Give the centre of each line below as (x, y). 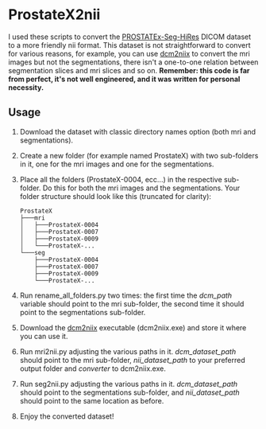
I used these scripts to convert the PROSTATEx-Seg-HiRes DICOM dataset (130, 37)
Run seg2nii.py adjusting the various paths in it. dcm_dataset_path (129, 384)
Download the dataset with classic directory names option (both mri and (138, 131)
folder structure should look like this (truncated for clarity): (116, 196)
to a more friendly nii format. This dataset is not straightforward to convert (129, 45)
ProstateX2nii (54, 15)
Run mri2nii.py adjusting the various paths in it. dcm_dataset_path (128, 351)
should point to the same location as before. (92, 400)
